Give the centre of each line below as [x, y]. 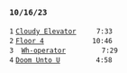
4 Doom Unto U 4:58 [61, 60]
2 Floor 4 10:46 [61, 41]
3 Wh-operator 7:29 [64, 51]
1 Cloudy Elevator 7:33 [61, 32]
